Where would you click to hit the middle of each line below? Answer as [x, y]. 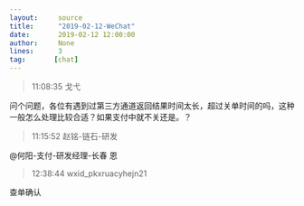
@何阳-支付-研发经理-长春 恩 [63, 155]
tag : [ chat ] [44, 60]
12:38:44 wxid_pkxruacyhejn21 [89, 173]
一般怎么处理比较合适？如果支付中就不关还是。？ [100, 117]
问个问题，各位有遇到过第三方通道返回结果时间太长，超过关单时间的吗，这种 [152, 106]
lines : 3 [36, 51]
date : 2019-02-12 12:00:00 [72, 34]
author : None [42, 43]
